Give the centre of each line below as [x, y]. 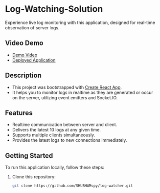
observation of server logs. [32, 27]
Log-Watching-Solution [54, 9]
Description [23, 75]
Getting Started [29, 156]
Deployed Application [34, 60]
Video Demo [24, 43]
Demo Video [25, 55]
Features [19, 113]
